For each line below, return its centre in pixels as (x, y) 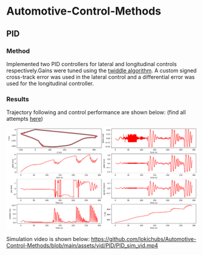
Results (18, 99)
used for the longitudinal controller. (50, 83)
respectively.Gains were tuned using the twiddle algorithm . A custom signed (101, 70)
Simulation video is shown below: (48, 239)
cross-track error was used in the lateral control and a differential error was (101, 76)
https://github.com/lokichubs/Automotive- (143, 239)
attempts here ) (25, 119)
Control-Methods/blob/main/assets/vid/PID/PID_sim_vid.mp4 (82, 246)
